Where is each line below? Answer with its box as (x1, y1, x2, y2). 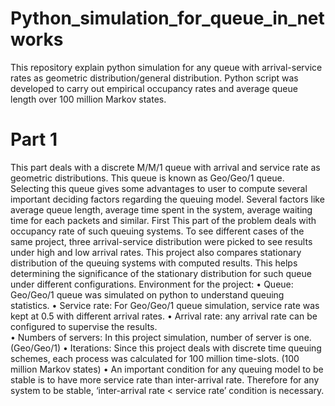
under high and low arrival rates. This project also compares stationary (10, 246, 302, 258)
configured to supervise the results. (10, 320, 158, 332)
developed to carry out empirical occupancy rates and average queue (10, 82, 298, 94)
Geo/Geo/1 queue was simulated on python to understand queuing (10, 288, 285, 301)
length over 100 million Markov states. (10, 93, 167, 105)
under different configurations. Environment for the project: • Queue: (10, 278, 294, 290)
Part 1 (10, 128, 58, 151)
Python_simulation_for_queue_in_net (10, 7, 325, 30)
